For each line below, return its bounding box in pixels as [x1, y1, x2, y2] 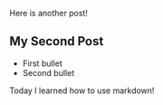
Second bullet [22, 67, 75, 78]
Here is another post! [9, 8, 89, 18]
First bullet [22, 58, 63, 69]
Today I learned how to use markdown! [9, 85, 155, 96]
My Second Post [9, 33, 104, 49]
